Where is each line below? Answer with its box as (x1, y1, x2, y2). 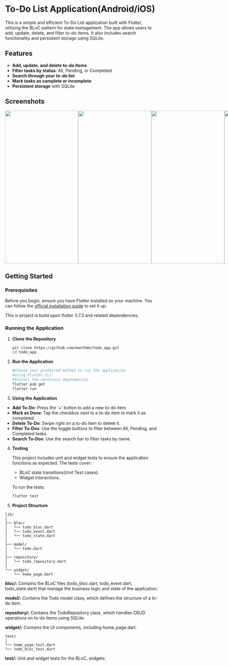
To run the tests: (12, 484, 45, 490)
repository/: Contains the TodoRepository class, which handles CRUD (5, 610, 146, 616)
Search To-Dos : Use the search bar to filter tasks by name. (12, 436, 131, 442)
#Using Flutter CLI (12, 373, 52, 377)
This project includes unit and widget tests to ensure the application (12, 455, 149, 461)
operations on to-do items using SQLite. (5, 615, 85, 621)
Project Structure (12, 502, 48, 508)
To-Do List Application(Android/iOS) (5, 3, 155, 15)
